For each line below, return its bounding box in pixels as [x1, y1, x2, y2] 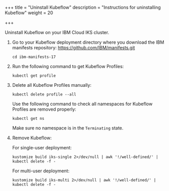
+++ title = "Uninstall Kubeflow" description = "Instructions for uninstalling [5, 5, 161, 10]
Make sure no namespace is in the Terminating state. [12, 125, 124, 131]
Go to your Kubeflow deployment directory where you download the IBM [12, 39, 164, 45]
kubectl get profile [12, 73, 56, 78]
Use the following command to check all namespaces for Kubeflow [12, 101, 153, 107]
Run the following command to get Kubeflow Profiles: [12, 63, 124, 69]
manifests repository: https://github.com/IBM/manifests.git [12, 45, 135, 50]
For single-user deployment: [12, 145, 72, 150]
